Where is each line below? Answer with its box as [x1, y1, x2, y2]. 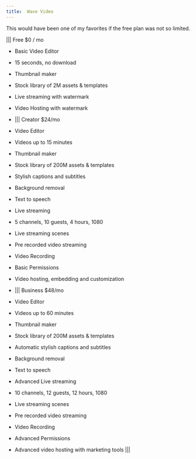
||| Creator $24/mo [14, 116, 60, 123]
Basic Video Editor [14, 48, 60, 55]
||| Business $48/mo [14, 286, 64, 294]
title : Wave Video [6, 8, 54, 15]
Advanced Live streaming [14, 377, 77, 385]
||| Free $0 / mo [6, 36, 44, 43]
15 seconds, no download [14, 59, 77, 66]
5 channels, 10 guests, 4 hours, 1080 [14, 218, 104, 225]
